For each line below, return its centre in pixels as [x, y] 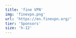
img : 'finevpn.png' [25, 14]
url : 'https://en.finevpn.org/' [38, 19]
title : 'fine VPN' [24, 10]
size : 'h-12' [19, 28]
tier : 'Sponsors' [23, 23]
